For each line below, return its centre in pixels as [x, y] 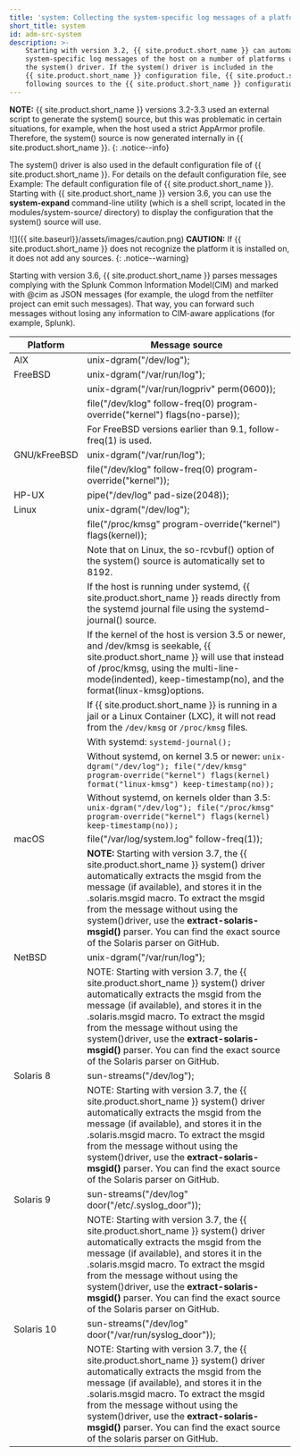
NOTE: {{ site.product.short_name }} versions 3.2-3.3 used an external [139, 109]
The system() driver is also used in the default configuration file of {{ [135, 164]
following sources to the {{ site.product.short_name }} [133, 84]
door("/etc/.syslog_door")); [144, 1205]
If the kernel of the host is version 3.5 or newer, [186, 634]
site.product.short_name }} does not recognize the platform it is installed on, [150, 248]
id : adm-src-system [46, 34]
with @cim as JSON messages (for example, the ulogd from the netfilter [142, 294]
